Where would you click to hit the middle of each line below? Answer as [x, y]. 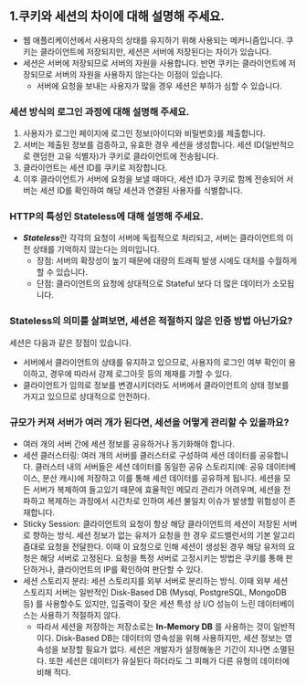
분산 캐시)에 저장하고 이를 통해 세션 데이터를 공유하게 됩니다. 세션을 [162, 478]
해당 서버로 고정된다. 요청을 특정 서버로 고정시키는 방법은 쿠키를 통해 [162, 558]
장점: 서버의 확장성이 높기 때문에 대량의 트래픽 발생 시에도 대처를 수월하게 [167, 261]
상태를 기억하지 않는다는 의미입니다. [96, 249]
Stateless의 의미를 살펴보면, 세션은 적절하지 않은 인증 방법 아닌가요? [151, 321]
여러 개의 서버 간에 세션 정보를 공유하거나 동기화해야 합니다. [129, 444]
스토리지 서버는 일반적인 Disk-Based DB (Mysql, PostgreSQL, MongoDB [154, 592]
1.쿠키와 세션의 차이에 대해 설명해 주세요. [117, 16]
